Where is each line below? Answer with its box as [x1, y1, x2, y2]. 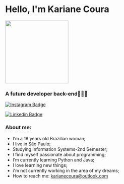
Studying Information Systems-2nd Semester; [12, 146, 108, 152]
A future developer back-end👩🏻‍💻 [5, 90, 88, 97]
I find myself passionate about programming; [12, 151, 106, 157]
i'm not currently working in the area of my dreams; [12, 167, 119, 173]
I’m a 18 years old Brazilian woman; [12, 135, 86, 141]
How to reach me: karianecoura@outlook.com [12, 172, 108, 179]
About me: [5, 124, 32, 131]
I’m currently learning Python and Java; [12, 157, 95, 163]
